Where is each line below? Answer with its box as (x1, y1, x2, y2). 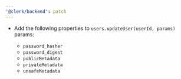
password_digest (22, 49, 63, 56)
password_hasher (22, 43, 63, 49)
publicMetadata (22, 56, 60, 61)
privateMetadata (22, 62, 63, 68)
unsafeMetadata (22, 68, 60, 74)
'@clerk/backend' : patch (5, 8, 67, 15)
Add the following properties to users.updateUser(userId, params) (14, 25, 176, 32)
